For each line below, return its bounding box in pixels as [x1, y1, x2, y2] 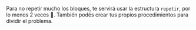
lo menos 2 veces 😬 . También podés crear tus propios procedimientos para [6, 11, 188, 18]
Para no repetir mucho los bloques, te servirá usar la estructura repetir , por [6, 5, 191, 12]
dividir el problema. [6, 18, 53, 24]
